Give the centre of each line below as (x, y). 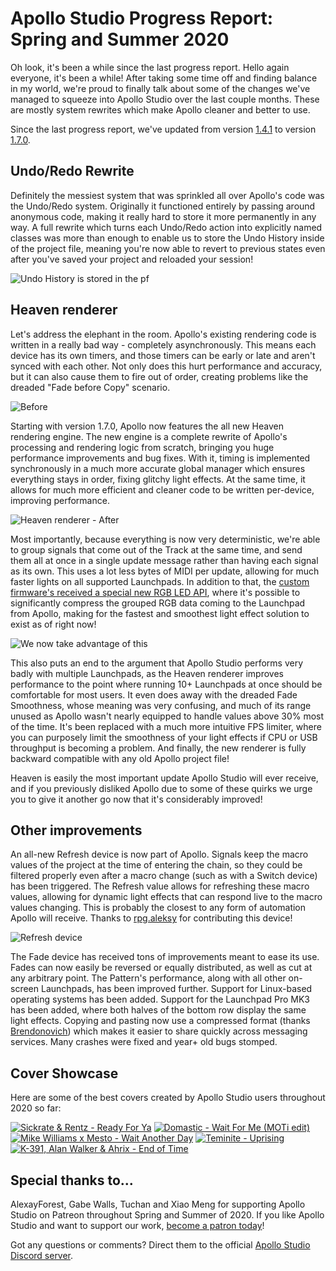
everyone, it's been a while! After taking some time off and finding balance (164, 78)
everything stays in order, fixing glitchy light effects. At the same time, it (158, 479)
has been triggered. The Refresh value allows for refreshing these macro (160, 886)
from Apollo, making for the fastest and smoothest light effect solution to (160, 613)
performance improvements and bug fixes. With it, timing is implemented (160, 458)
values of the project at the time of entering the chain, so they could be (156, 865)
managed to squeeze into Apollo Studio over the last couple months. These (165, 99)
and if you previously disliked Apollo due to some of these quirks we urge (161, 788)
